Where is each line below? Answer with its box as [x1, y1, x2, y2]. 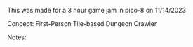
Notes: [7, 33, 27, 41]
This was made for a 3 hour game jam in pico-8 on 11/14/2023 [7, 6, 187, 14]
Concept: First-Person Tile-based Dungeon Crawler [7, 20, 157, 27]
